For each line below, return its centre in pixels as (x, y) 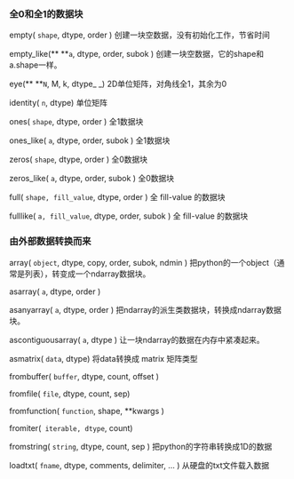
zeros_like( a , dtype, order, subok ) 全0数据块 (92, 179)
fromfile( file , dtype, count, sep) (70, 394)
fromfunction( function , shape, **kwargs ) (87, 411)
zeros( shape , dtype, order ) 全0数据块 (79, 160)
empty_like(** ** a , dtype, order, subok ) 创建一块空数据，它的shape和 (137, 54)
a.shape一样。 (36, 65)
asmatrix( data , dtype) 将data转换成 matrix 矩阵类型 (103, 358)
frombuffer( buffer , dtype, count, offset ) (84, 376)
